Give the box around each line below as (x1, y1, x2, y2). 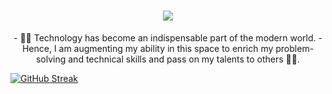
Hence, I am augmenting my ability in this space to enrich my (21, 42, 274, 54)
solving (35, 53, 67, 65)
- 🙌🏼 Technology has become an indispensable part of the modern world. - (13, 31, 323, 44)
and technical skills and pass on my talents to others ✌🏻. (68, 53, 301, 65)
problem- (275, 42, 315, 54)
